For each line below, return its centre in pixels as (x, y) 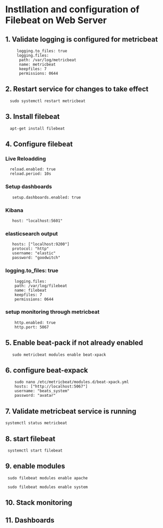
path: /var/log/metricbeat (48, 60)
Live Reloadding (26, 158)
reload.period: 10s (31, 174)
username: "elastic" (34, 253)
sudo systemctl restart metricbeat (48, 101)
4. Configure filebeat (39, 144)
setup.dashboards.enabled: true (46, 197)
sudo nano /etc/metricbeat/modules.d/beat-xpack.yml (72, 382)
